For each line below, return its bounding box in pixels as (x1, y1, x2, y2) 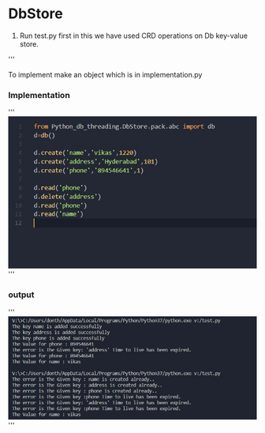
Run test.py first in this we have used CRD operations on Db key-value (19, 31, 248, 40)
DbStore (8, 5, 63, 23)
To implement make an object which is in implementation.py (8, 70, 203, 79)
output (8, 289, 35, 300)
